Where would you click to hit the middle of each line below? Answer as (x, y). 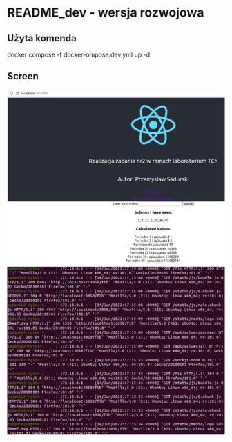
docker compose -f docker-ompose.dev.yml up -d (79, 54)
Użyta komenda (42, 38)
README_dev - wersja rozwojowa (106, 13)
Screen (23, 76)
